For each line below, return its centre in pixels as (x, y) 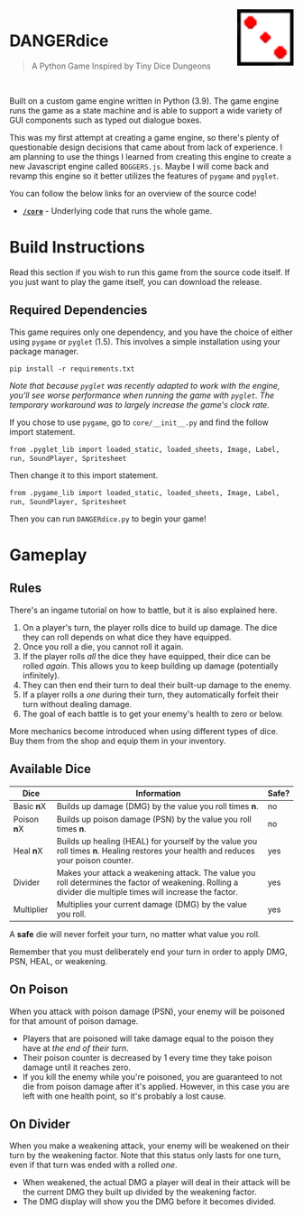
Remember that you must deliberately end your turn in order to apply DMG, (148, 952)
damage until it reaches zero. (76, 1067)
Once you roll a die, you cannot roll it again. (103, 646)
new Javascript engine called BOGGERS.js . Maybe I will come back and (139, 166)
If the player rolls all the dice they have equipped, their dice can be (147, 656)
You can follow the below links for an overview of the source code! (133, 193)
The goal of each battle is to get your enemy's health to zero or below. (153, 714)
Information (158, 793)
